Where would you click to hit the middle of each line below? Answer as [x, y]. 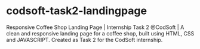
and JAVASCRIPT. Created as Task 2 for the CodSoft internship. [84, 40]
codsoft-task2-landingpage [77, 11]
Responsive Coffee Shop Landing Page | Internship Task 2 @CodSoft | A [95, 27]
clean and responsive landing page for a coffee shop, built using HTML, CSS [100, 33]
